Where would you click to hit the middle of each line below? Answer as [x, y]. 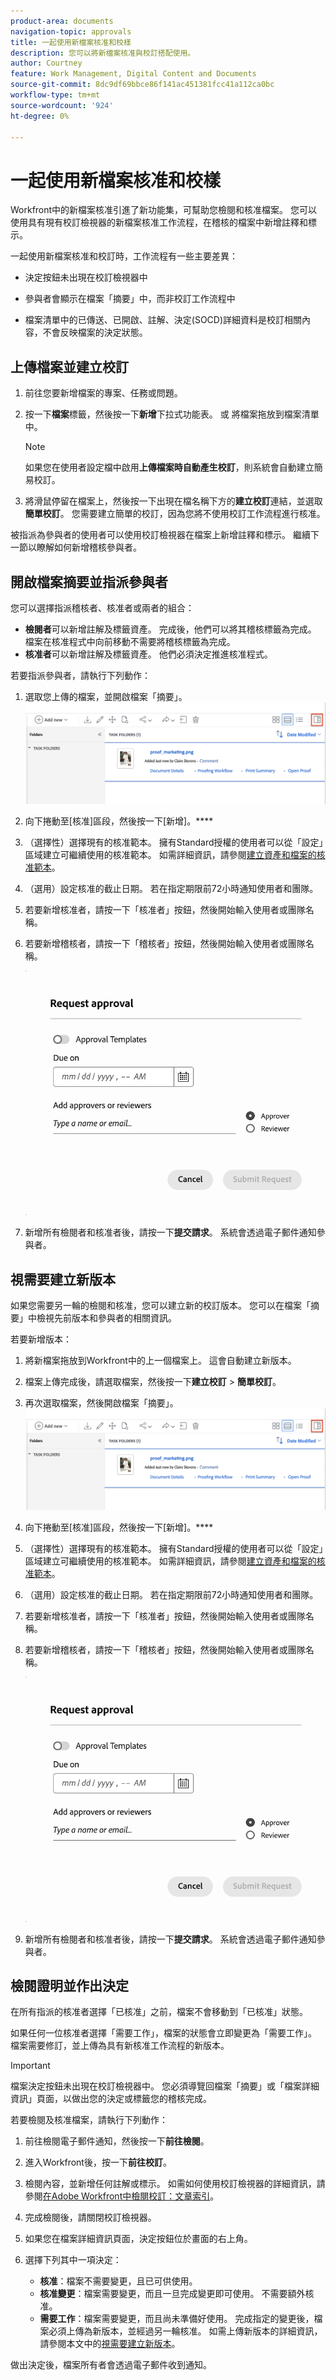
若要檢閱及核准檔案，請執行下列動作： [89, 2120]
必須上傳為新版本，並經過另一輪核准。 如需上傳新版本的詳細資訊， [185, 2331]
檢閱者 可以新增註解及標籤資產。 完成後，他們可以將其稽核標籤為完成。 [170, 629]
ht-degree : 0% [40, 116]
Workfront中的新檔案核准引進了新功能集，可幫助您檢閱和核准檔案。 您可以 [164, 210]
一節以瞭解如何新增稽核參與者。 [76, 547]
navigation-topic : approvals [71, 31]
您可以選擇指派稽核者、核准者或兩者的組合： [102, 607]
